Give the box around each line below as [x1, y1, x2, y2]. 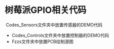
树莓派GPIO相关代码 [4, 4, 87, 16]
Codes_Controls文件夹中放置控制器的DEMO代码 [11, 32, 109, 38]
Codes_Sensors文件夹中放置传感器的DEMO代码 [5, 22, 103, 28]
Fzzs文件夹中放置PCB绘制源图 [11, 38, 74, 45]
